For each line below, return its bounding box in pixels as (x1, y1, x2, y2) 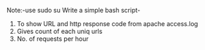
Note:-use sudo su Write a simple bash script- (6, 6, 141, 14)
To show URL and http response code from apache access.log (16, 20, 199, 27)
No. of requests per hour (16, 35, 89, 43)
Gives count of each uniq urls (16, 27, 103, 35)
